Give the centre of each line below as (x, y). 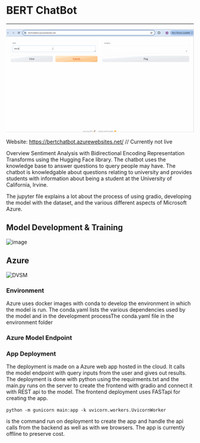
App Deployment (31, 353)
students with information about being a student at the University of (89, 178)
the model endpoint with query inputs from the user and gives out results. (96, 373)
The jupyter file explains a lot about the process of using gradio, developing (99, 196)
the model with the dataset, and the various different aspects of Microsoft (96, 203)
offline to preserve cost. (36, 434)
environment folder (29, 322)
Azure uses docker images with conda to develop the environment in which (99, 303)
